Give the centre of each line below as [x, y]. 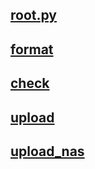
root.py [34, 15]
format [32, 49]
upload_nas [47, 151]
